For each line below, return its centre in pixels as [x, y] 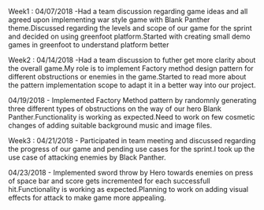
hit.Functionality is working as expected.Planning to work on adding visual [128, 189]
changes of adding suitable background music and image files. [110, 125]
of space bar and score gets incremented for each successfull [109, 181]
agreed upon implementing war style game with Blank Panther [109, 20]
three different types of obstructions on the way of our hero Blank [115, 109]
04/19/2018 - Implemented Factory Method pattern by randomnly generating [132, 100]
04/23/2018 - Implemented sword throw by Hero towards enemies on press [131, 173]
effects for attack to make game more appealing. [87, 197]
